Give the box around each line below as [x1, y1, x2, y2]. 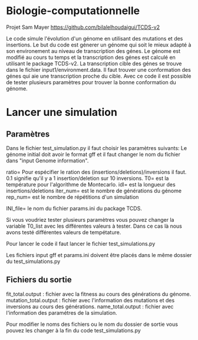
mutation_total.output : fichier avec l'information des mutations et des [6, 296, 175, 304]
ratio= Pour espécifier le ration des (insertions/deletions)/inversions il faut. [6, 168, 187, 175]
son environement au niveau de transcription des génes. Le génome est [6, 47, 181, 54]
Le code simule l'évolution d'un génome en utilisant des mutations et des [6, 35, 183, 42]
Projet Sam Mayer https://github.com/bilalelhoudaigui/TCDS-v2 [6, 24, 160, 31]
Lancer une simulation [6, 106, 118, 119]
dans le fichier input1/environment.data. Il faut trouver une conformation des [6, 66, 192, 73]
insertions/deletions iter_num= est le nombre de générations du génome [6, 187, 181, 194]
